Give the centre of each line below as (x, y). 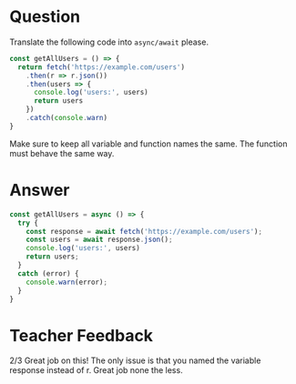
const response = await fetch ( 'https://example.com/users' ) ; (144, 231)
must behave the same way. (62, 153)
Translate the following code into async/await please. (109, 42)
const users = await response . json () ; (99, 240)
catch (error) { (48, 273)
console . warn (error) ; (66, 282)
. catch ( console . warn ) (66, 118)
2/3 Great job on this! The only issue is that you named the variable (135, 360)
